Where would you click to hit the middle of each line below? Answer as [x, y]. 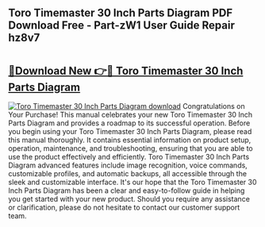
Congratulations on [213, 106]
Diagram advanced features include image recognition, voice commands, [128, 165]
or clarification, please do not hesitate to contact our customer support [124, 207]
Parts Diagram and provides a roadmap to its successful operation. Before [129, 123]
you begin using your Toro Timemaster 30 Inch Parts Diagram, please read [130, 131]
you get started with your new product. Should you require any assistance [129, 199]
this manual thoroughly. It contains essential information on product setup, [130, 140]
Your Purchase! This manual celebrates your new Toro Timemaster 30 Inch [131, 115]
